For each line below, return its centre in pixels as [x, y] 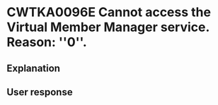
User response [40, 92]
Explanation [34, 68]
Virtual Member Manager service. [108, 27]
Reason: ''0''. [47, 42]
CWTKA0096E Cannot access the [109, 12]
